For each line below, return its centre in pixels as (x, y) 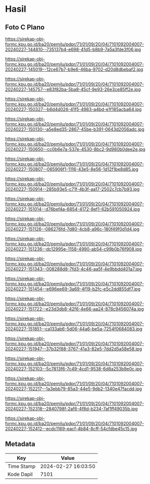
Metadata (20, 444)
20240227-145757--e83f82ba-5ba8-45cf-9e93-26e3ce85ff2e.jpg (73, 89)
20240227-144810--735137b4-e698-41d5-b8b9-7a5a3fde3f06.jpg (73, 49)
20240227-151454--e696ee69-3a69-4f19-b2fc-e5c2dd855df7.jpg (73, 289)
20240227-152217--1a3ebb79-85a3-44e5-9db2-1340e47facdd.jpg (74, 389)
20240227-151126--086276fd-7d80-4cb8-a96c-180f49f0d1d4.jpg (72, 229)
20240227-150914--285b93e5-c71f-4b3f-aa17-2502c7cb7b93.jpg (73, 189)
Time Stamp (22, 466)
